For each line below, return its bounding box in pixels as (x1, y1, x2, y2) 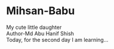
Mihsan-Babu (6, 4, 75, 18)
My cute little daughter (6, 24, 62, 31)
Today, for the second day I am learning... (6, 36, 109, 43)
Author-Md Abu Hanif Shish (6, 30, 75, 37)
